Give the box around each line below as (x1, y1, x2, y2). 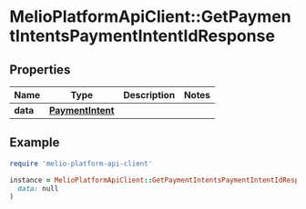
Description (122, 89, 176, 101)
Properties (9, 62, 71, 77)
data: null (17, 184, 59, 193)
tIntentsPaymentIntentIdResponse (9, 25, 276, 46)
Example (9, 134, 60, 151)
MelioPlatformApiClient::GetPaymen (9, 6, 291, 27)
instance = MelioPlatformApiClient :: (9, 175, 153, 184)
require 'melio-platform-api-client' (9, 159, 153, 168)
